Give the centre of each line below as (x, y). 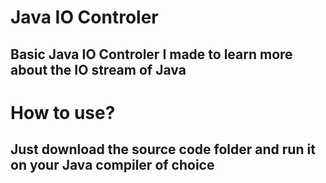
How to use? (63, 112)
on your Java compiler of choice (112, 165)
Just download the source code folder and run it (163, 149)
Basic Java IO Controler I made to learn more (151, 54)
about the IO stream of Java (98, 69)
